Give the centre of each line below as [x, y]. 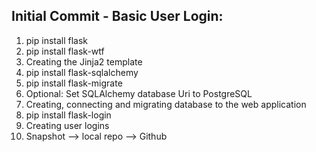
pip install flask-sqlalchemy [82, 72]
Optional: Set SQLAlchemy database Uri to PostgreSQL [139, 93]
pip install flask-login [68, 115]
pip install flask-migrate [74, 83]
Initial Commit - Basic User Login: [117, 16]
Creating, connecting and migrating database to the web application [166, 104]
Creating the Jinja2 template [84, 61]
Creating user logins [67, 125]
